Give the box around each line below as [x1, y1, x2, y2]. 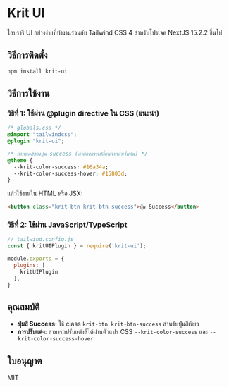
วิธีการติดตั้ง [7, 49, 48, 61]
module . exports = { [7, 255, 65, 262]
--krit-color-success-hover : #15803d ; [13, 170, 128, 177]
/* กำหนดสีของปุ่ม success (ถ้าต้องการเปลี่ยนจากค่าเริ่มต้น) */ [7, 150, 148, 157]
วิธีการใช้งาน [7, 87, 50, 99]
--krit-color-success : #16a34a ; [13, 164, 109, 171]
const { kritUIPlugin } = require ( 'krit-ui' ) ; [7, 242, 147, 250]
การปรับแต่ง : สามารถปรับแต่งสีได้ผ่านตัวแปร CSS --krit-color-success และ [17, 328, 209, 336]
